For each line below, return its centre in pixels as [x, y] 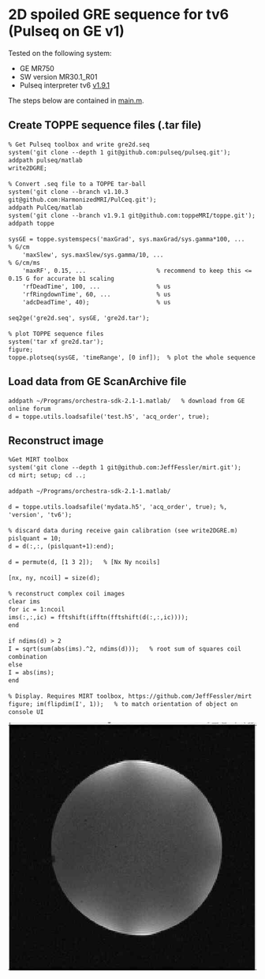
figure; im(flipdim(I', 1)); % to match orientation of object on [123, 704]
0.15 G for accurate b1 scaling [61, 278]
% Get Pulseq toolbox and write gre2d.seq [79, 144]
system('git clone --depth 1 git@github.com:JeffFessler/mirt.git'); [125, 468]
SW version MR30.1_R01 [58, 77]
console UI [26, 712]
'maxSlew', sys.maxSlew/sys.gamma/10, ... [93, 255]
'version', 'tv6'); [40, 515]
